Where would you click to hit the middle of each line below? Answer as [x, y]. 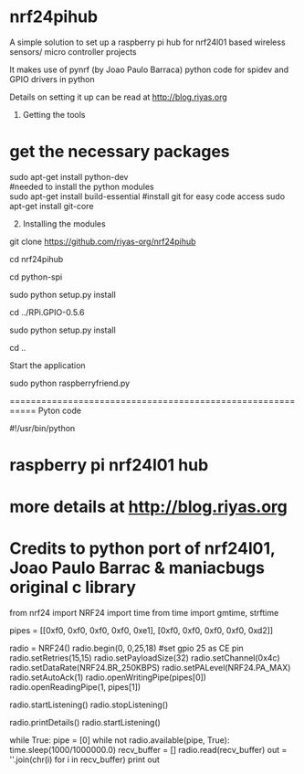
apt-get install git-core [52, 206]
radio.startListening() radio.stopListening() [89, 705]
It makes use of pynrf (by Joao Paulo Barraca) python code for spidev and [149, 69]
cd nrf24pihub [37, 259]
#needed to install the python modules [82, 186]
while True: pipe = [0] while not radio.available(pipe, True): [120, 740]
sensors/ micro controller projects [73, 51]
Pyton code [60, 410]
